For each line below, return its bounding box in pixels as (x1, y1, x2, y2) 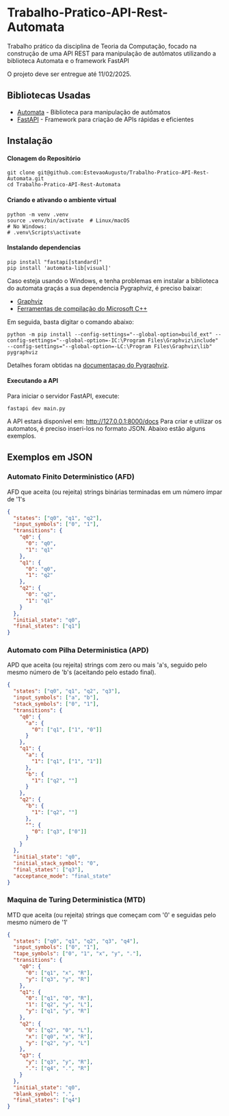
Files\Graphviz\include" (148, 337, 219, 344)
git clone (7, 169, 36, 176)
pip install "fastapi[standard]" (7, 258, 103, 265)
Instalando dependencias (7, 243, 81, 251)
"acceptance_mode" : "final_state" (13, 872, 111, 880)
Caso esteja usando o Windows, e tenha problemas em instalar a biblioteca (7, 276, 219, 285)
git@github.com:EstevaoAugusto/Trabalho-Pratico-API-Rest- (37, 169, 210, 176)
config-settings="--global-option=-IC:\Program (7, 337, 146, 344)
